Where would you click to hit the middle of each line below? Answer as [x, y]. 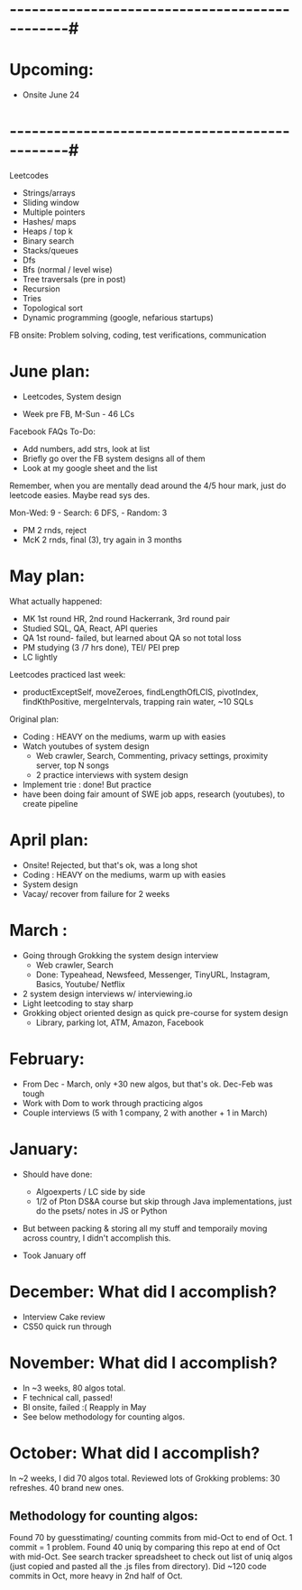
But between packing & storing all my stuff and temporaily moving [145, 1228]
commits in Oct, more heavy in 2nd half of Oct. [96, 1576]
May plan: [47, 576]
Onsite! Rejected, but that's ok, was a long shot [110, 864]
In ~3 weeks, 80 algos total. [74, 1388]
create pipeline [50, 803]
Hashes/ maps [49, 222]
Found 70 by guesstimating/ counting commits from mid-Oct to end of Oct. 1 [151, 1538]
